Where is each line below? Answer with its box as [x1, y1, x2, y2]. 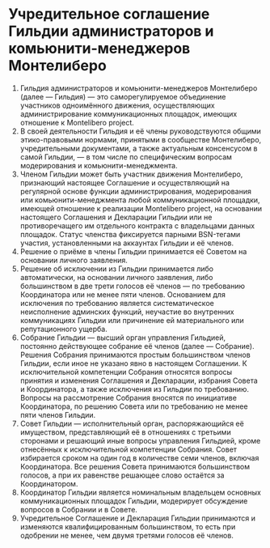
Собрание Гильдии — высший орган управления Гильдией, [19, 333, 226, 342]
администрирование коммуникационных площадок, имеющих [19, 108, 238, 118]
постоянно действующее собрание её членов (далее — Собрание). [19, 341, 255, 350]
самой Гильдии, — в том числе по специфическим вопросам [19, 151, 233, 162]
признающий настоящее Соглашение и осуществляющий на [19, 177, 230, 187]
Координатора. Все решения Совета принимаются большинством [19, 461, 251, 471]
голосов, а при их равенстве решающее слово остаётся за [19, 470, 225, 480]
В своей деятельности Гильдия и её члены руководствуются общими [19, 126, 261, 136]
